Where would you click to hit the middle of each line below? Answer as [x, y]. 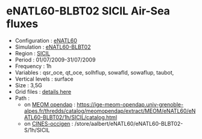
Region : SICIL [32, 53]
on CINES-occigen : [49, 123]
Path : [22, 98]
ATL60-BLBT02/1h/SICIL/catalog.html [71, 117]
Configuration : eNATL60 [46, 40]
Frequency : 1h [33, 66]
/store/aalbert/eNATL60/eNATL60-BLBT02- [129, 123]
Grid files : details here [43, 91]
